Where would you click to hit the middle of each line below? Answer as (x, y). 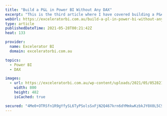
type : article (20, 24)
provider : (15, 42)
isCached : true (30, 97)
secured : (14, 106)
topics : (13, 60)
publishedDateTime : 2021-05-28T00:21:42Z (49, 28)
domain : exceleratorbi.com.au (41, 51)
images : (13, 78)
